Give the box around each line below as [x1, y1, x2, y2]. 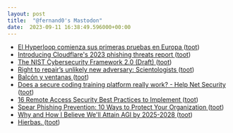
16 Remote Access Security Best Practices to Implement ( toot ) [17, 96, 199, 104]
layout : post [7, 10, 46, 18]
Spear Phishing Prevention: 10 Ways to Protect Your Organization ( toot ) [17, 103, 225, 112]
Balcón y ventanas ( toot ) [17, 73, 90, 81]
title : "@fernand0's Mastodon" [7, 17, 102, 24]
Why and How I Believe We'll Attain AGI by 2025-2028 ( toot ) [17, 110, 193, 119]
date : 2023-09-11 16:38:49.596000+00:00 [7, 23, 131, 30]
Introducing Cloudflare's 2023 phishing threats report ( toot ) [17, 50, 191, 59]
